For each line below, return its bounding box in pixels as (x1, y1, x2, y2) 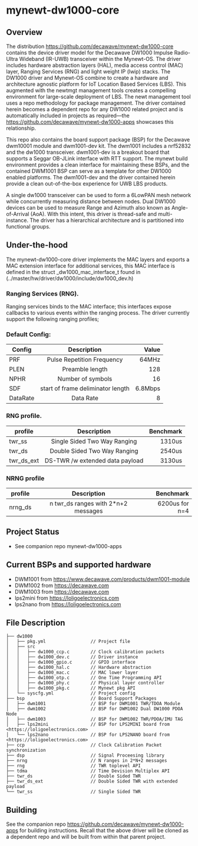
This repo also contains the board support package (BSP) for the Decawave (6, 136, 190, 143)
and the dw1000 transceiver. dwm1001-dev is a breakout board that (6, 149, 170, 156)
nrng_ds (9, 503, 32, 511)
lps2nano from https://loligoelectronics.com (14, 600, 121, 607)
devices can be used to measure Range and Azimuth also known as (6, 204, 170, 211)
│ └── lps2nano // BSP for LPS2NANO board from (6, 732, 170, 738)
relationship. (6, 125, 37, 131)
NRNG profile (6, 474, 45, 482)
